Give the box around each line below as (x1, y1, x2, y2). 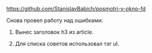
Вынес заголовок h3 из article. (15, 28, 94, 36)
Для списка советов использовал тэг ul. (15, 40, 119, 47)
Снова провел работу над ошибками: (6, 17, 104, 23)
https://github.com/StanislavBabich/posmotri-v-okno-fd (6, 5, 146, 12)
